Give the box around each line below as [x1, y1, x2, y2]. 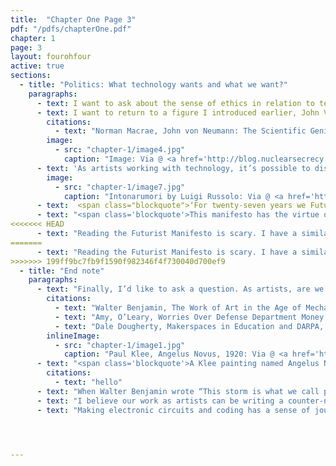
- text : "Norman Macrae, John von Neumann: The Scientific [54, 126, 307, 136]
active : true [10, 61, 65, 71]
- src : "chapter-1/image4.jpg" [54, 145, 186, 155]
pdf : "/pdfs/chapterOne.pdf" [10, 24, 132, 34]
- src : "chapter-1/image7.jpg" [54, 182, 186, 192]
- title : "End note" [19, 266, 105, 276]
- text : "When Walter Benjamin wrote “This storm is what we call [36, 386, 320, 396]
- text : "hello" [54, 377, 123, 387]
